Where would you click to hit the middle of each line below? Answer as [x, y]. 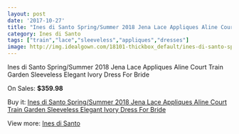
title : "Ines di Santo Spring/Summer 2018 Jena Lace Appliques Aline [113, 27]
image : [17, 47]
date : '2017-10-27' [36, 21]
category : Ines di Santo [44, 34]
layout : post [27, 14]
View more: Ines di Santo [44, 123]
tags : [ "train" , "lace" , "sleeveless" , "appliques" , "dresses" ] [99, 40]
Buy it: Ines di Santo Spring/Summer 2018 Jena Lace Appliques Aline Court [117, 102]
